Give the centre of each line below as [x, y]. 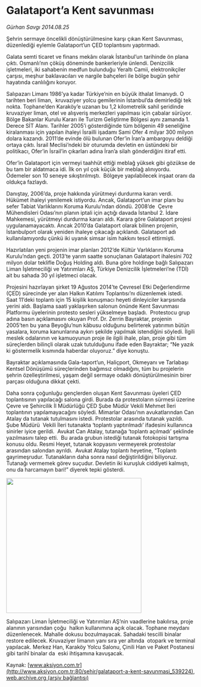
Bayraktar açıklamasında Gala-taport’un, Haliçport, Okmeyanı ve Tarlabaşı [97, 362]
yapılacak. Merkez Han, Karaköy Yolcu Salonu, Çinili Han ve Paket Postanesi [100, 647]
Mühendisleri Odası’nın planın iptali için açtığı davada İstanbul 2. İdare [92, 212]
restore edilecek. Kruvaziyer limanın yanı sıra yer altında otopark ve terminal [101, 640]
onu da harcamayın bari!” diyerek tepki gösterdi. [66, 469]
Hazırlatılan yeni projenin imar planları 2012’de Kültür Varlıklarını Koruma [95, 250]
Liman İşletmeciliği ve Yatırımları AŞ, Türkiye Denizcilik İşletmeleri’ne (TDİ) [97, 269]
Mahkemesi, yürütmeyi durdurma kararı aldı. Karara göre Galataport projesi [99, 219]
